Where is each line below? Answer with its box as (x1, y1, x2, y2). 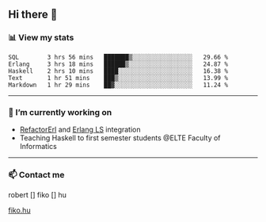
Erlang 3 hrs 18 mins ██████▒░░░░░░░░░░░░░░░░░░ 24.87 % (8, 60, 228, 68)
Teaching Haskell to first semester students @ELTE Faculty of (19, 132, 221, 143)
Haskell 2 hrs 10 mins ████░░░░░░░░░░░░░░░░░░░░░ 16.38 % (8, 67, 228, 75)
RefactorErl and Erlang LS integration (19, 124, 141, 134)
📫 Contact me (8, 169, 65, 180)
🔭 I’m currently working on (8, 106, 112, 117)
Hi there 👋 (8, 8, 58, 21)
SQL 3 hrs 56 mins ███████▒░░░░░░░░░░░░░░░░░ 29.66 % (8, 53, 228, 61)
